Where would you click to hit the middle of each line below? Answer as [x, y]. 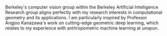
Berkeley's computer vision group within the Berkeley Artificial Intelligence [82, 7]
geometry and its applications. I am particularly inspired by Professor [76, 18]
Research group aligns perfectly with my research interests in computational [84, 12]
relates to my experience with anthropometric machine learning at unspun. [82, 28]
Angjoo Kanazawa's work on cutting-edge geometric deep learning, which [82, 23]
